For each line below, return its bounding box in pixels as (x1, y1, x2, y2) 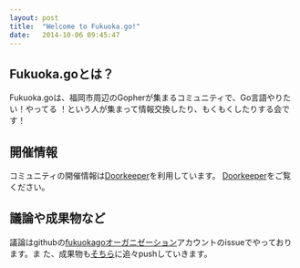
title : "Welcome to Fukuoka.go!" (9, 22, 141, 31)
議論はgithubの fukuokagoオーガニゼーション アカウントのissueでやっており (9, 236, 293, 247)
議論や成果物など (9, 211, 106, 226)
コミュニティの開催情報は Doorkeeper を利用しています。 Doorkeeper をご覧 (9, 170, 292, 180)
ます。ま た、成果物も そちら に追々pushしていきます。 (9, 248, 212, 259)
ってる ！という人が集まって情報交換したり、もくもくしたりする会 (33, 104, 283, 115)
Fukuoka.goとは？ (9, 66, 115, 82)
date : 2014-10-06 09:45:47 (9, 30, 120, 39)
